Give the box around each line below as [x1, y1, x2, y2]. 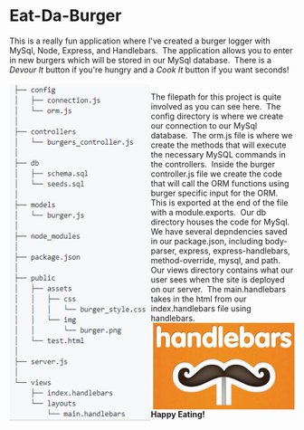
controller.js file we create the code [150, 168, 282, 179]
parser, [150, 245, 177, 256]
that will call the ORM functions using [150, 177, 290, 188]
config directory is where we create [150, 110, 283, 121]
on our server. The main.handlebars [150, 283, 287, 294]
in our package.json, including [150, 235, 263, 246]
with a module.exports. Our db [150, 206, 267, 217]
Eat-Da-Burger [9, 5, 122, 26]
